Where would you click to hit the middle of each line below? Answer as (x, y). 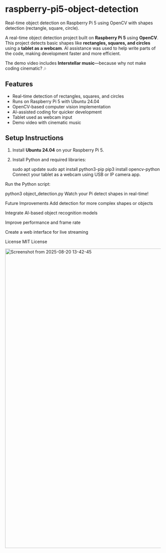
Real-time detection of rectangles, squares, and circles (68, 96)
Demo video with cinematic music (47, 122)
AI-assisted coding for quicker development (57, 112)
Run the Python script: (28, 184)
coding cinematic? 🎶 (26, 68)
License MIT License (26, 242)
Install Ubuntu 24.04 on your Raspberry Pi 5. (58, 150)
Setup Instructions (34, 138)
